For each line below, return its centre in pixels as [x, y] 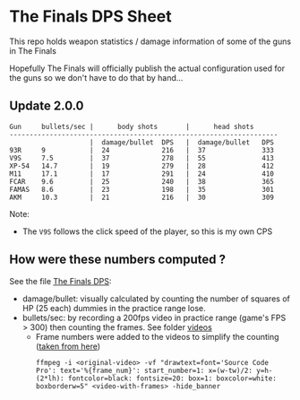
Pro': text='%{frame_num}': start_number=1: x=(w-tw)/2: [144, 370]
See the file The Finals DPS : [60, 281]
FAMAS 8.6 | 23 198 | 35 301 [142, 189]
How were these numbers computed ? [118, 260]
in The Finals [33, 50]
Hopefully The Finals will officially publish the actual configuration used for [147, 68]
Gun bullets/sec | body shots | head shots [132, 126]
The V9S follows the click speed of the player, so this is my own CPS [147, 231]
